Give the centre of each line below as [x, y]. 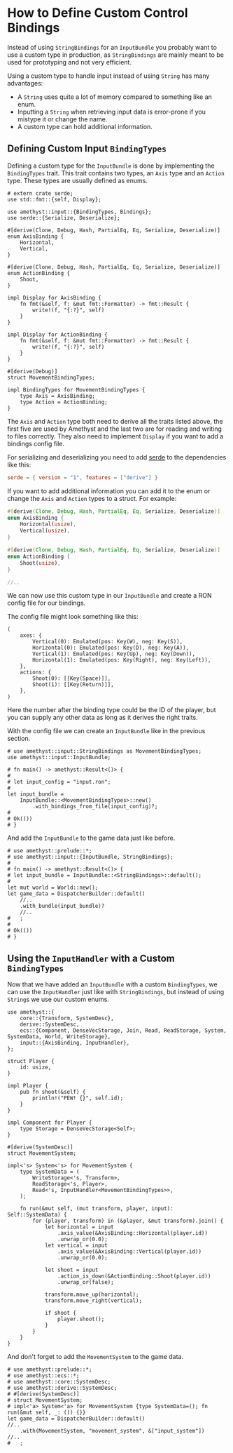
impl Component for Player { [50, 1123]
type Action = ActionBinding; [64, 402]
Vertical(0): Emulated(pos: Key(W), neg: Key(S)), [108, 642]
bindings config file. [36, 443]
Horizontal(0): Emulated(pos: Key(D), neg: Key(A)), [111, 648]
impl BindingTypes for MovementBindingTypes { [76, 390]
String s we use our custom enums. [58, 999]
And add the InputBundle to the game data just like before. [91, 838]
